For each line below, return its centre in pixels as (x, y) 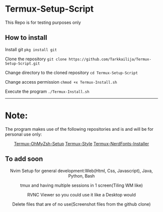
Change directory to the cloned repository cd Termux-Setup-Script (72, 72)
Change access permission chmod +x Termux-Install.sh (61, 82)
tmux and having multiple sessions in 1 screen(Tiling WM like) (81, 185)
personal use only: (24, 134)
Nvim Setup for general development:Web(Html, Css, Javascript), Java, (81, 171)
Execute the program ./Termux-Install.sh (47, 91)
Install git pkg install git (31, 49)
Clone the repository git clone (36, 59)
